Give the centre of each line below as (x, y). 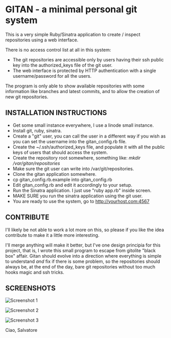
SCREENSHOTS (31, 288)
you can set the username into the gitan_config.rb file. (69, 141)
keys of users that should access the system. (60, 152)
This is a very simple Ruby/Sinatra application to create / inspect (73, 34)
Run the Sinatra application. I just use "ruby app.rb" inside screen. (82, 190)
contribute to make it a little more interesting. (52, 235)
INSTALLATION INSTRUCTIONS (56, 113)
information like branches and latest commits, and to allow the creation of (82, 91)
